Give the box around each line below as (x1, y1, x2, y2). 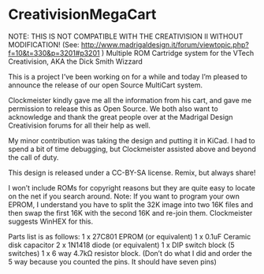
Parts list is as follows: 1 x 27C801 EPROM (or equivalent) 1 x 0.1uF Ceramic (8, 231, 251, 241)
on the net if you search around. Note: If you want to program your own (8, 191, 240, 201)
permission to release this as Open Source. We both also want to (8, 104, 218, 113)
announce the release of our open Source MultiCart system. (8, 80, 203, 90)
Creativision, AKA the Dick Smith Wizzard (8, 57, 143, 66)
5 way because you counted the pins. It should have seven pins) (8, 257, 217, 266)
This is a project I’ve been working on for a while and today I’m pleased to (8, 72, 248, 81)
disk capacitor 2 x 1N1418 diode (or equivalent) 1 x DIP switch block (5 (8, 240, 235, 250)
